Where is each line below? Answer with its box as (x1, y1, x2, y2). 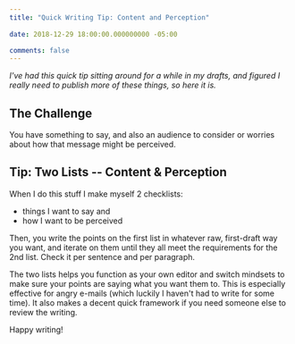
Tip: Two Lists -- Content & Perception (9, 164, 227, 180)
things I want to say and (21, 206, 111, 216)
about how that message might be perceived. (9, 139, 176, 150)
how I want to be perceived (21, 215, 123, 226)
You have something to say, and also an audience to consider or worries (9, 130, 275, 140)
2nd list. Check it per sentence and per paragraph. (9, 251, 195, 262)
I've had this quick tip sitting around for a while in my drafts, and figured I (9, 71, 281, 81)
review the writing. (9, 306, 78, 317)
